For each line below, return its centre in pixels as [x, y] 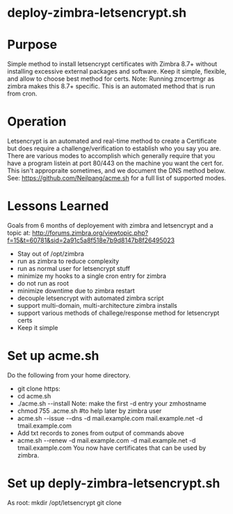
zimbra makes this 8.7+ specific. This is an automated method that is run [111, 86]
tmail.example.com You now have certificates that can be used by [112, 448]
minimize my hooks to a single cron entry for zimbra [92, 276]
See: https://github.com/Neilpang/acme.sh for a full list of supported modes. [117, 178]
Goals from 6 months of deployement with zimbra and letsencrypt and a [110, 225]
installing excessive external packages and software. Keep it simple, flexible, [117, 72]
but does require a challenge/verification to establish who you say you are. [114, 148]
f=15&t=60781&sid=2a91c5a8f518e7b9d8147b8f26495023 [91, 240]
